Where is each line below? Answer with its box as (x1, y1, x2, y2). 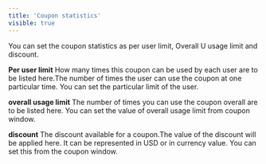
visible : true (8, 19, 56, 27)
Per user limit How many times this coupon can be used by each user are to (8, 64, 259, 74)
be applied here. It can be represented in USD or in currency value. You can (8, 138, 256, 147)
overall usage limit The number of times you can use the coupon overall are (8, 97, 258, 107)
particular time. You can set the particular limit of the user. (8, 81, 199, 92)
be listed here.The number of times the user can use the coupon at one (8, 73, 242, 83)
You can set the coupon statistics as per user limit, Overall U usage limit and (8, 41, 258, 50)
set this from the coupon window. (8, 146, 118, 156)
